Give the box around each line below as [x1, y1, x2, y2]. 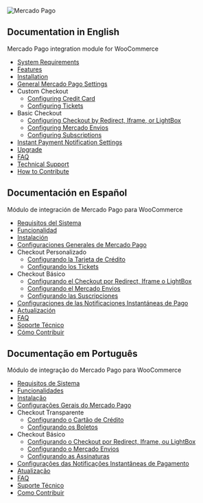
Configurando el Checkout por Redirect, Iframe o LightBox [27, 277, 192, 285]
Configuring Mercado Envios [27, 124, 108, 132]
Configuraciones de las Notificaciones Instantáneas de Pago [16, 299, 189, 307]
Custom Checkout [16, 86, 69, 95]
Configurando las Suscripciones [27, 292, 119, 300]
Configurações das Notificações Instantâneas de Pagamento [16, 460, 190, 468]
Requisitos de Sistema [16, 379, 80, 388]
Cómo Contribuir [16, 328, 64, 336]
